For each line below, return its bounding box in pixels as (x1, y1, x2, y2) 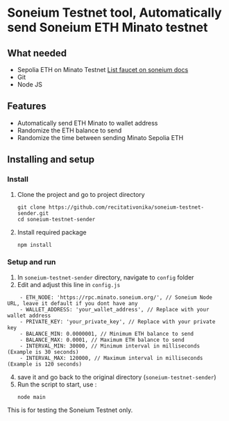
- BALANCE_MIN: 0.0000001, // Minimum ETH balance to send (19, 330, 194, 337)
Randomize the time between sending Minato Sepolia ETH (17, 133, 184, 141)
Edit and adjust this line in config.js (17, 280, 121, 289)
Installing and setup (7, 154, 95, 166)
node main (17, 393, 46, 400)
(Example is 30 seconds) (7, 348, 79, 355)
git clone (17, 203, 46, 211)
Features (7, 101, 46, 112)
